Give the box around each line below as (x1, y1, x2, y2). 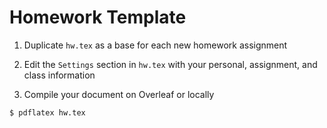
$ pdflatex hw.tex (9, 107, 86, 118)
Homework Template (9, 6, 187, 29)
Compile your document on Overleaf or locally (23, 88, 215, 100)
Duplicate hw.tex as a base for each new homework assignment (23, 39, 288, 51)
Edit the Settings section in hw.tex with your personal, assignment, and (23, 58, 318, 70)
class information (23, 69, 96, 81)
